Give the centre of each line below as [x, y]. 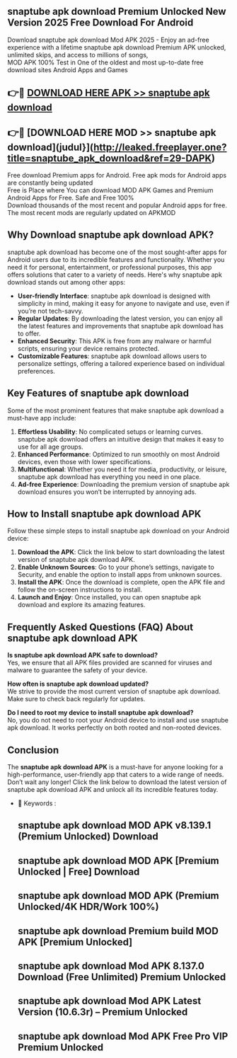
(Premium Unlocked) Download [88, 837]
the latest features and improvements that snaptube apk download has [121, 326]
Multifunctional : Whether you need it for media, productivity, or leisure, [122, 469]
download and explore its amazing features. [81, 605]
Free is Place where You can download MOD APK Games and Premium [110, 190]
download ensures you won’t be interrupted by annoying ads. [107, 492]
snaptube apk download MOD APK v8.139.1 [114, 826]
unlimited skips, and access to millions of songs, [78, 54]
